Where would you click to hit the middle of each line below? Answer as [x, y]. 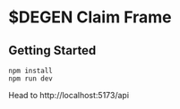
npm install [30, 71]
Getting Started [52, 50]
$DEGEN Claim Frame [90, 17]
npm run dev [30, 79]
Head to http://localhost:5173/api [69, 95]
